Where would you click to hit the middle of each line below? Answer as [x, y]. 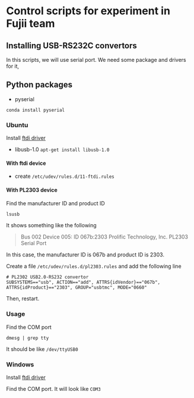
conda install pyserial [36, 110]
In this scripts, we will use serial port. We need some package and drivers [96, 60]
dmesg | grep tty [28, 338]
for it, [13, 66]
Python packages [39, 85]
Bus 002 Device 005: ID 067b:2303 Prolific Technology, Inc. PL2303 [104, 237]
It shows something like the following [51, 225]
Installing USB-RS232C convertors [72, 46]
